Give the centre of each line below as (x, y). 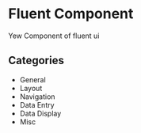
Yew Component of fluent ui (54, 36)
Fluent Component (71, 14)
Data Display (40, 113)
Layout (31, 88)
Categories (36, 61)
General (32, 79)
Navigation (37, 97)
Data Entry (37, 104)
